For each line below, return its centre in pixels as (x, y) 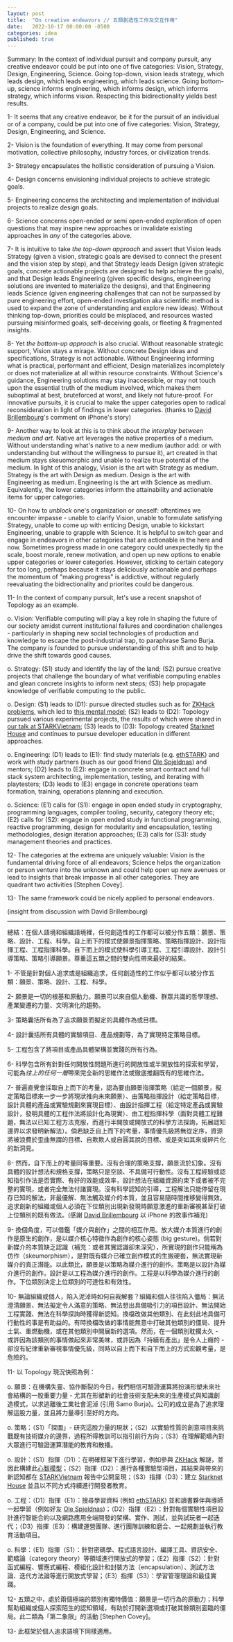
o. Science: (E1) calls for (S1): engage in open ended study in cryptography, (115, 805)
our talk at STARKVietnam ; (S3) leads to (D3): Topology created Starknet (111, 726)
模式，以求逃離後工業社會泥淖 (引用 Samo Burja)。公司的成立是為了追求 (115, 1404)
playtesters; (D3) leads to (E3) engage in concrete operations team (103, 784)
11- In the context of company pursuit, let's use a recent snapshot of (105, 598)
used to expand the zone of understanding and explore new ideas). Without (115, 308)
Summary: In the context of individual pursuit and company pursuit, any (109, 59)
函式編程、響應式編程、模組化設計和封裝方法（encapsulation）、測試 (105, 1567)
